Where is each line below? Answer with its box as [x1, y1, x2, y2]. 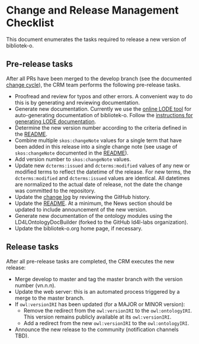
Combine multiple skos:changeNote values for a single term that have [14, 137, 182, 144]
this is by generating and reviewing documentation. [14, 99, 140, 106]
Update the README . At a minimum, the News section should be [14, 200, 173, 207]
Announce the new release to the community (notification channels [14, 326, 179, 333]
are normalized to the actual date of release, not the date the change [14, 181, 182, 188]
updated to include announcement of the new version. [14, 205, 147, 213]
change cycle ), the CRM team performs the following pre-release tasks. [6, 81, 181, 88]
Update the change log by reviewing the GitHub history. [14, 193, 151, 200]
